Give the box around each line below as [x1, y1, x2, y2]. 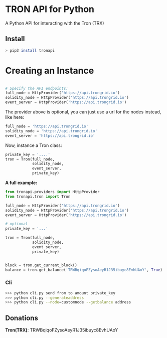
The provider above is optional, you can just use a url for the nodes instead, [5, 109, 161, 115]
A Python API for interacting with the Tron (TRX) [5, 20, 104, 26]
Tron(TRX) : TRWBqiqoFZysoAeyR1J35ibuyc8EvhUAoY [5, 327, 118, 333]
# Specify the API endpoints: [5, 86, 69, 91]
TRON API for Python [5, 4, 94, 15]
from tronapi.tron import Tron [5, 194, 71, 199]
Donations [5, 313, 39, 322]
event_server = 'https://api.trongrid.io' [5, 133, 95, 138]
